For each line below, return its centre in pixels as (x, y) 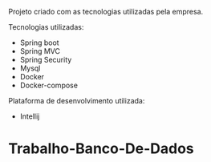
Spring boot (39, 43)
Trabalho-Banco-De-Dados (101, 149)
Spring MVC (40, 51)
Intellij (30, 116)
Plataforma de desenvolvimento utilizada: (77, 101)
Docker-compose (49, 85)
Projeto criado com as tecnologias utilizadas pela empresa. (106, 12)
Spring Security (46, 60)
